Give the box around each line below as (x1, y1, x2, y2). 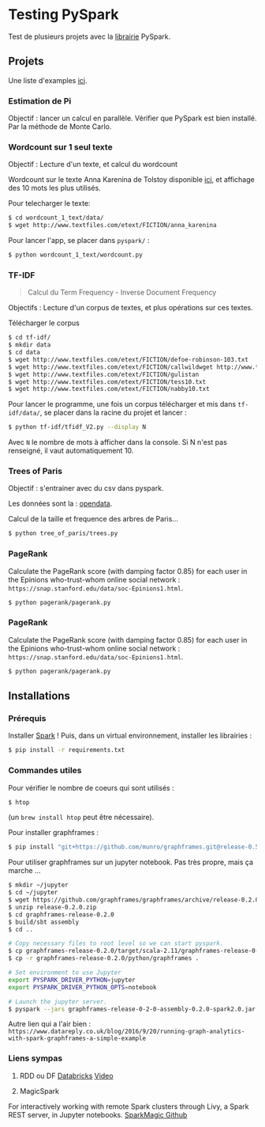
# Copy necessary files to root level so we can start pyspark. (8, 939, 224, 947)
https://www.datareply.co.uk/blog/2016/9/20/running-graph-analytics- (8, 1027, 245, 1036)
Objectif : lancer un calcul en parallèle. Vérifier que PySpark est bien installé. (8, 113, 258, 123)
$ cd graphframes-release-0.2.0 (8, 910, 114, 919)
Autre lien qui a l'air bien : (8, 1019, 91, 1029)
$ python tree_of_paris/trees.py (8, 529, 118, 537)
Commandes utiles (8, 765, 82, 776)
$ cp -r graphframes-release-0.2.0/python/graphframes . (8, 954, 200, 962)
